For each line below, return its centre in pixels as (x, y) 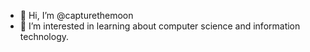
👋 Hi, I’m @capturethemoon (76, 15)
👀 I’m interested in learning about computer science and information (160, 26)
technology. (44, 36)
